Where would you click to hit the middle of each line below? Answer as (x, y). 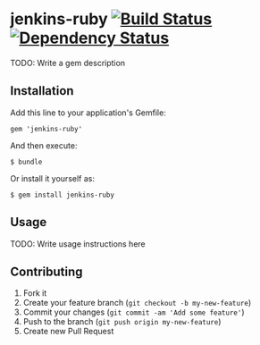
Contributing (46, 271)
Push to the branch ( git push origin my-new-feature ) (122, 322)
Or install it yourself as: (52, 178)
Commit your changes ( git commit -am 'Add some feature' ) (134, 312)
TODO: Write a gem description (68, 63)
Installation (42, 91)
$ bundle (26, 162)
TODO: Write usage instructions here (78, 244)
